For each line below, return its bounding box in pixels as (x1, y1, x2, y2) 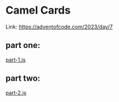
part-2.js (5, 89, 27, 96)
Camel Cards (5, 4, 71, 17)
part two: (5, 74, 40, 84)
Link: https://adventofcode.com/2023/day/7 (5, 23, 113, 30)
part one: (5, 40, 40, 50)
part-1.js (5, 56, 26, 63)
